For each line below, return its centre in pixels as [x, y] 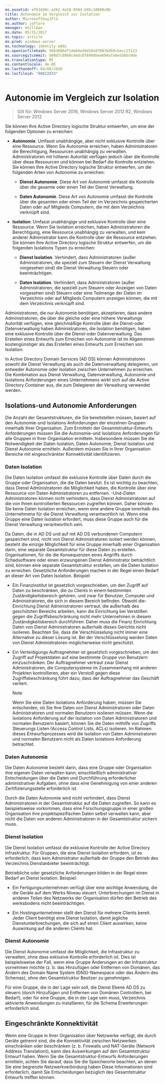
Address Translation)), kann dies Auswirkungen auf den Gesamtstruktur [78, 1051]
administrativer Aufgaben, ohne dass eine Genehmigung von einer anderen [81, 783]
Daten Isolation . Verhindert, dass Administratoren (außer [77, 282]
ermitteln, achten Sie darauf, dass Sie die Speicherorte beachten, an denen [81, 1061]
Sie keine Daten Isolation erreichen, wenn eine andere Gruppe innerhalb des [82, 508]
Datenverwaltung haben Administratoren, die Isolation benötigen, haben [78, 328]
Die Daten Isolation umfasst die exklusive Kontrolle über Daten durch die [78, 477]
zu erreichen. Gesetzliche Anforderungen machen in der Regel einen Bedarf [82, 570]
